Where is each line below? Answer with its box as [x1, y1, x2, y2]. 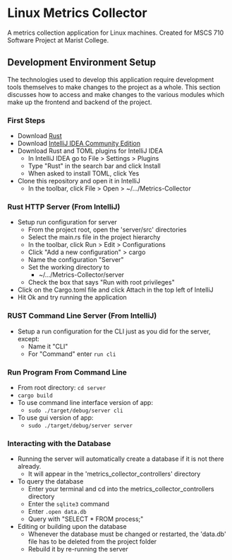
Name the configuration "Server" [28, 256, 124, 264]
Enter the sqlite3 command [28, 500, 109, 508]
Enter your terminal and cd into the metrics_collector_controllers [28, 485, 215, 493]
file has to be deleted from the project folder [28, 537, 157, 546]
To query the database [17, 477, 84, 486]
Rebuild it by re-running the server [28, 545, 128, 554]
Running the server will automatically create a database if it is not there [17, 455, 224, 463]
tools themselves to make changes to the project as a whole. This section [7, 83, 221, 91]
